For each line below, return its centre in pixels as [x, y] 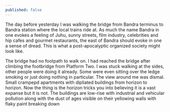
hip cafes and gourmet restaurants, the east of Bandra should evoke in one [83, 40]
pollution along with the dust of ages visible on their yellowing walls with [81, 98]
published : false [24, 10]
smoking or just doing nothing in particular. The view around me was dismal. [85, 77]
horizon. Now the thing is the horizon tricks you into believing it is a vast [80, 88]
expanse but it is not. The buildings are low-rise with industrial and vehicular [85, 93]
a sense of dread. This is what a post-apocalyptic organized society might [83, 45]
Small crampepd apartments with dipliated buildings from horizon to [76, 82]
